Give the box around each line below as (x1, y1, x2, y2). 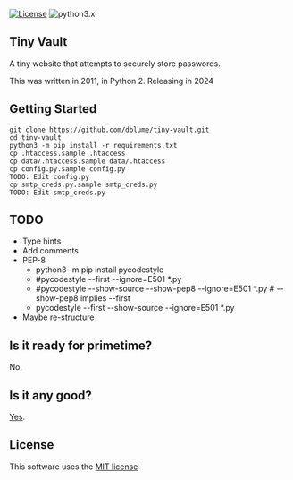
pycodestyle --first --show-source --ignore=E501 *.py (35, 303, 235, 313)
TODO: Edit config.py (9, 172, 90, 181)
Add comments (21, 245, 79, 256)
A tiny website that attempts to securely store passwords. (9, 58, 222, 69)
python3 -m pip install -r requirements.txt (9, 141, 178, 150)
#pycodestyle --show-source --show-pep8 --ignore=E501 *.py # (35, 283, 275, 295)
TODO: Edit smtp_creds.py (9, 188, 105, 197)
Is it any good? (9, 388, 92, 403)
